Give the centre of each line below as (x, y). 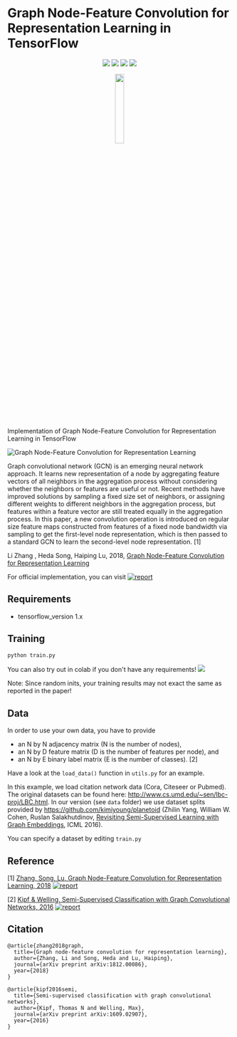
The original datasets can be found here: (67, 794)
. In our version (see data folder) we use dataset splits (126, 802)
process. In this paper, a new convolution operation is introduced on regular (118, 519)
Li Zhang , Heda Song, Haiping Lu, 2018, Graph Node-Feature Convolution (116, 555)
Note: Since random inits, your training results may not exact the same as (115, 683)
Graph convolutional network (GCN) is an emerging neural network (105, 466)
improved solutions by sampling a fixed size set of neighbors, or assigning (116, 496)
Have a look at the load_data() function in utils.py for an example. (106, 773)
